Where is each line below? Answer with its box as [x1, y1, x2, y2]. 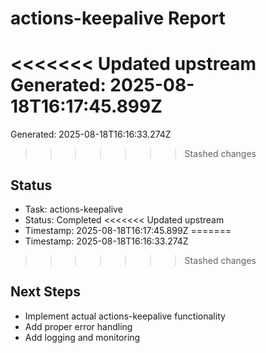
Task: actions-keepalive [24, 203, 123, 215]
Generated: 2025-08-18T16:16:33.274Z [10, 128, 172, 141]
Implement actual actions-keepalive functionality [24, 310, 226, 322]
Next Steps [10, 283, 81, 301]
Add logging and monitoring [24, 331, 141, 343]
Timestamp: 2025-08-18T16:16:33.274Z [24, 235, 189, 247]
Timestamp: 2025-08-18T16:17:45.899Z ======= [24, 224, 232, 236]
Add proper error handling [24, 320, 133, 332]
